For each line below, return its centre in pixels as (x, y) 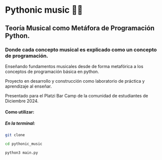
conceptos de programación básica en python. (52, 71)
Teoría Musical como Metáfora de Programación (80, 28)
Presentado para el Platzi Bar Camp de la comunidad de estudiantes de (77, 95)
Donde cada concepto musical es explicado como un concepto (81, 49)
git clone (15, 135)
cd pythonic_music (24, 144)
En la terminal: (20, 123)
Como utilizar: (20, 112)
